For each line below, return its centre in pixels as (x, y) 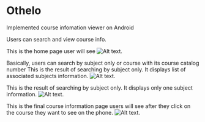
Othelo (24, 11)
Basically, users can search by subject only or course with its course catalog (103, 63)
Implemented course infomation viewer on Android (70, 27)
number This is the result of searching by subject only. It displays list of (96, 69)
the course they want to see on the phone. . (73, 112)
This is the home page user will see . (64, 51)
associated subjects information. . (61, 76)
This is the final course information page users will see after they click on (99, 106)
